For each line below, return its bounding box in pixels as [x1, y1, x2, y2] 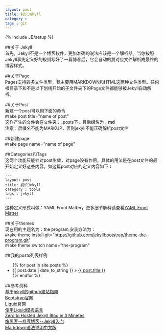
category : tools [5, 187, 41, 192]
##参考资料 [5, 283, 28, 289]
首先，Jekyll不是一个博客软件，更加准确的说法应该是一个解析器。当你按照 [5, 50, 154, 56]
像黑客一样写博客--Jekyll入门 [5, 318, 64, 324]
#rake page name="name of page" [5, 141, 75, 147]
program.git [5, 237, 29, 243]
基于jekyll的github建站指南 [5, 289, 59, 295]
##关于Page [5, 73, 30, 79]
